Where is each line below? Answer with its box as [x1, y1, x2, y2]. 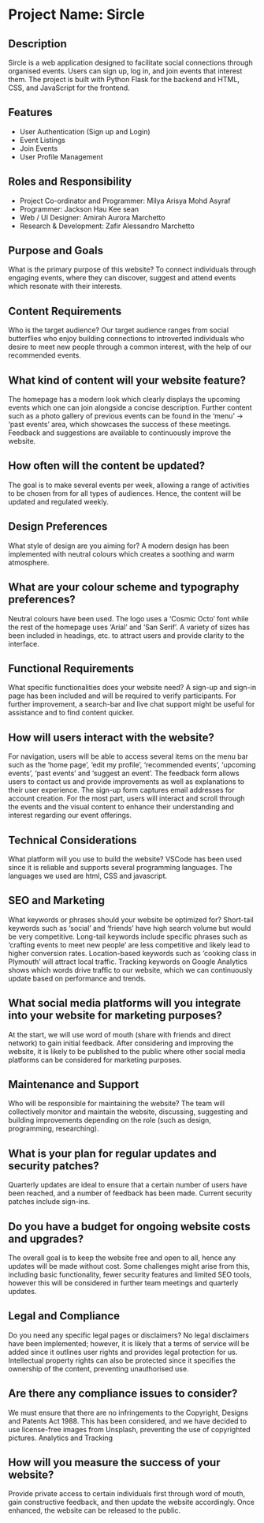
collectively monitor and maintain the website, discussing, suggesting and [8, 1107, 248, 1116]
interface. [8, 639, 39, 648]
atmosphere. [8, 557, 50, 567]
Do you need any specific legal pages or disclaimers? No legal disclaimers [8, 1330, 250, 1340]
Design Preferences [8, 520, 108, 534]
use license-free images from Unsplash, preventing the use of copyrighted [8, 1424, 251, 1434]
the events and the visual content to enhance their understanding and [8, 802, 234, 812]
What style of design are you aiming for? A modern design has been [8, 541, 230, 550]
